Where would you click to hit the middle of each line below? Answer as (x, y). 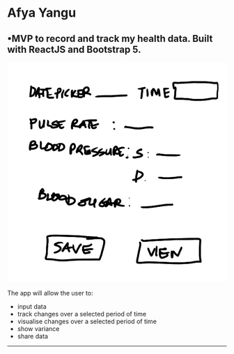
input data (32, 307)
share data (33, 336)
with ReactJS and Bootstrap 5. (74, 49)
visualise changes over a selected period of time (87, 321)
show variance (38, 329)
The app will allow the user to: (50, 293)
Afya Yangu (42, 13)
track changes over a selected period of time (82, 314)
